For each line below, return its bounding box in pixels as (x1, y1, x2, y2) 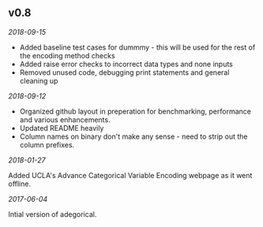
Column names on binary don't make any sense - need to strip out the (19, 132, 248, 141)
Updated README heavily (19, 123, 104, 132)
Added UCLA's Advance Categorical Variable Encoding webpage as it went (8, 170, 253, 180)
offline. (8, 179, 32, 188)
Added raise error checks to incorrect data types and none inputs (19, 59, 233, 69)
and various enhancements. (19, 114, 111, 125)
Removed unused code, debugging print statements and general (19, 67, 230, 77)
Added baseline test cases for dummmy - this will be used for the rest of (19, 43, 256, 52)
